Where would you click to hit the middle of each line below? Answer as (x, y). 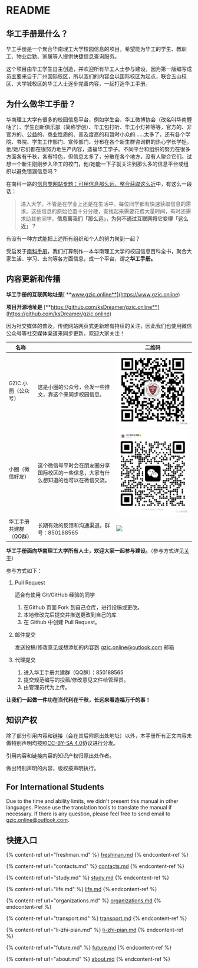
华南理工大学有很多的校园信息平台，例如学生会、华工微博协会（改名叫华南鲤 (99, 120)
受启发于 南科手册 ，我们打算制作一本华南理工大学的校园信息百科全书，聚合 (96, 251)
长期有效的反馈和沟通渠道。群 (74, 525)
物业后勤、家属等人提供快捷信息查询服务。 (68, 56)
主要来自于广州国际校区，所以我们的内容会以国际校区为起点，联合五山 (96, 76)
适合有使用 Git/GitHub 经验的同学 (55, 595)
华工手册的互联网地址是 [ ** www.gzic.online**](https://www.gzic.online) (93, 294)
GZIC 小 (18, 383)
